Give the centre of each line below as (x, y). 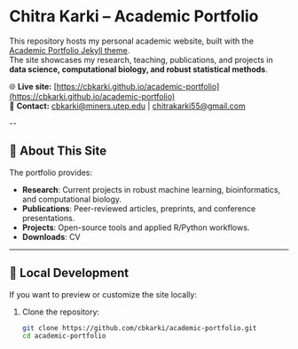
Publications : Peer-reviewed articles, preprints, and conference (139, 208)
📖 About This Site (58, 151)
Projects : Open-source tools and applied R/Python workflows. (136, 227)
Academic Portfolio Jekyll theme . (70, 50)
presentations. (48, 218)
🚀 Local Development (69, 273)
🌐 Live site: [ (33, 86)
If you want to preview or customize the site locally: (103, 294)
